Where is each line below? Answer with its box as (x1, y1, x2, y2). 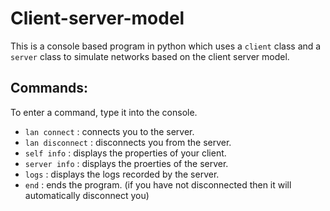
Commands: (10, 80, 89, 97)
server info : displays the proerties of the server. (24, 157, 229, 169)
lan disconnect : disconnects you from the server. (24, 136, 232, 148)
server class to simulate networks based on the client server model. (10, 50, 290, 62)
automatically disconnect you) (24, 189, 150, 201)
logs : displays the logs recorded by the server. (24, 168, 220, 180)
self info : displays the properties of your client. (24, 147, 227, 159)
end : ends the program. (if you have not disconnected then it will (24, 178, 292, 191)
